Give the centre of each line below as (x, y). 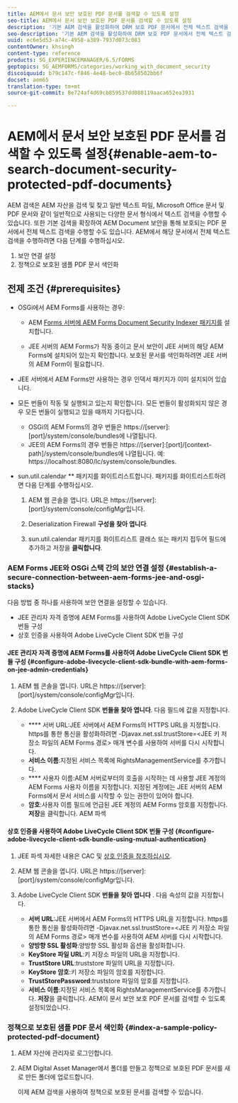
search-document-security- (92, 170)
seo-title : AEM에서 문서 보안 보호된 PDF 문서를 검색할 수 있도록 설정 (100, 21)
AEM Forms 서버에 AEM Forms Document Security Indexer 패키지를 (125, 322)
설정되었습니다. (49, 1007)
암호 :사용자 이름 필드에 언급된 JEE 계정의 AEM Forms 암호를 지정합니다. (128, 805)
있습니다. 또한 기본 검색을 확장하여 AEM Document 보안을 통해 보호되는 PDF (113, 223)
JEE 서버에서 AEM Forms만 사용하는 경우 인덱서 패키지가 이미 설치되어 (115, 379)
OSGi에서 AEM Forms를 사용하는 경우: (71, 307)
